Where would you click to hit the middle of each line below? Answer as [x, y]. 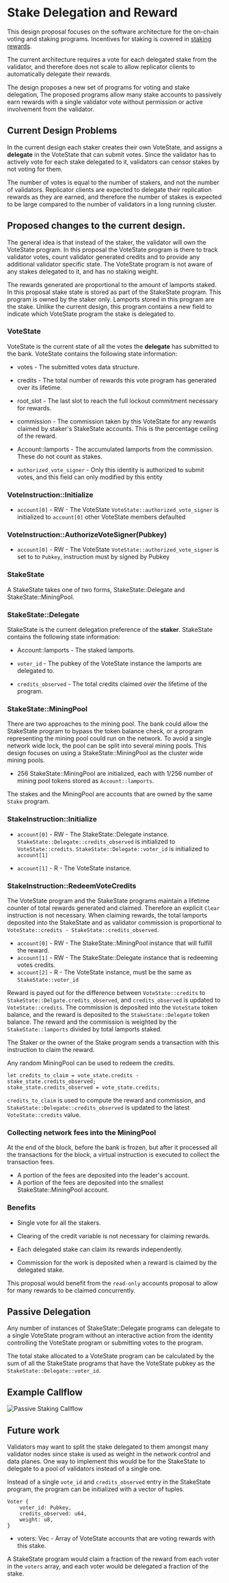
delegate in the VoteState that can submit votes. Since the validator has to [112, 154]
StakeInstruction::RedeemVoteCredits [72, 885]
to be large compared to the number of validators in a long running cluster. [112, 204]
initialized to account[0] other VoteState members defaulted [101, 517]
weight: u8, [36, 1519]
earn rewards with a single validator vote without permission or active [105, 101]
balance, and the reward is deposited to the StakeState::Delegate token [108, 1014]
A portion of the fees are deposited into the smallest [90, 1183]
